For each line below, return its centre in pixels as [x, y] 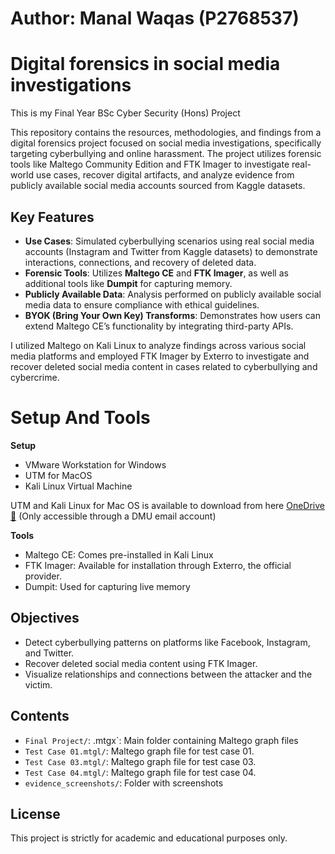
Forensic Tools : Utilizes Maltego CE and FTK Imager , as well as [156, 273]
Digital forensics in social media [145, 64]
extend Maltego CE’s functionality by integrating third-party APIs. [159, 326]
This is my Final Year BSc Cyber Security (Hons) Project [125, 113]
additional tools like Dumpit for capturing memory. [128, 283]
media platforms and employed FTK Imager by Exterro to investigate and [160, 356]
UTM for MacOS [58, 475]
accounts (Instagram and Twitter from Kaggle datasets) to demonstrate [171, 251]
